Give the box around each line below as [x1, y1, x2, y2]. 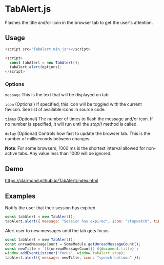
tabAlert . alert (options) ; [9, 65, 62, 69]
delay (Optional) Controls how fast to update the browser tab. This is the [5, 131, 150, 136]
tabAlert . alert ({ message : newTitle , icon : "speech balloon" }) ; [5, 255, 141, 260]
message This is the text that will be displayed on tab [5, 92, 109, 98]
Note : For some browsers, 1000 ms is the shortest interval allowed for [5, 145, 145, 151]
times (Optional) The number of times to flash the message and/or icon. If [5, 116, 153, 122]
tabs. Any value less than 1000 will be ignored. [18, 151, 112, 156]
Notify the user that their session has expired [5, 205, 96, 211]
